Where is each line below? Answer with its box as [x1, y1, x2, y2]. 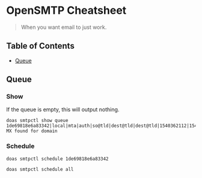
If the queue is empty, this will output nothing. [6, 106, 120, 113]
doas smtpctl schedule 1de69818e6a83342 [6, 156, 109, 162]
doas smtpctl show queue [6, 118, 69, 124]
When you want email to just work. [20, 23, 107, 31]
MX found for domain [6, 128, 58, 134]
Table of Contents [6, 41, 75, 51]
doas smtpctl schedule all [6, 166, 74, 172]
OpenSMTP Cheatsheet [6, 4, 127, 17]
